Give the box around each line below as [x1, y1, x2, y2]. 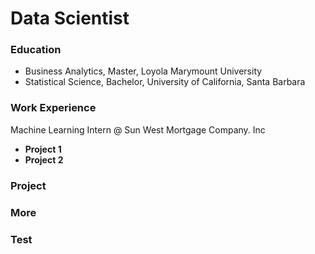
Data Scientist [10, 7, 130, 30]
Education [10, 43, 62, 57]
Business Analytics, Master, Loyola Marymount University [24, 65, 263, 77]
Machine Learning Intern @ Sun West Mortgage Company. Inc [10, 123, 266, 136]
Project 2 [24, 153, 64, 166]
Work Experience [10, 101, 97, 115]
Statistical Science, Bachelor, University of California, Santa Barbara [24, 76, 306, 88]
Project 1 [24, 143, 62, 155]
